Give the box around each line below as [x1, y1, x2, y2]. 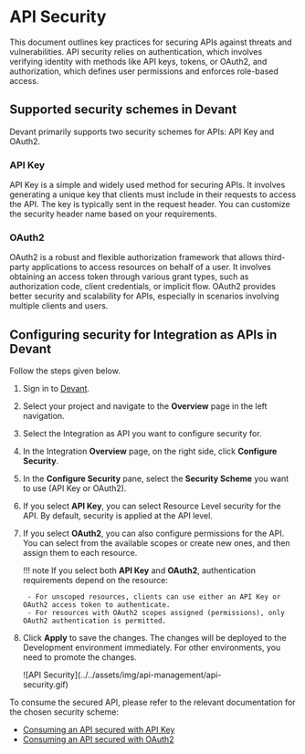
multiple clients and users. [9, 300, 109, 311]
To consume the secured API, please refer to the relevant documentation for [9, 696, 296, 708]
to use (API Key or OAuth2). [22, 483, 127, 494]
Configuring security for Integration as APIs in [9, 327, 278, 342]
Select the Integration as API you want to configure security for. [22, 428, 262, 439]
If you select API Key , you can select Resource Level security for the [22, 500, 281, 512]
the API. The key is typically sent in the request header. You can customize [9, 199, 290, 210]
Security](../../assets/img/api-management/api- [43, 669, 222, 681]
